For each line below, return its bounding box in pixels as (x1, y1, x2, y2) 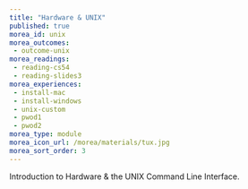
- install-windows (13, 96, 82, 106)
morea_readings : (9, 55, 70, 64)
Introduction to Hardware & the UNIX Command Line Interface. (9, 171, 240, 182)
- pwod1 (13, 113, 42, 122)
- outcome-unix (13, 47, 70, 56)
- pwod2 (13, 122, 42, 131)
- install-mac (13, 88, 66, 97)
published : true (9, 21, 70, 30)
